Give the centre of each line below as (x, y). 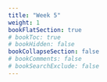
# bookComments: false (45, 59)
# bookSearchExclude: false (54, 66)
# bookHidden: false (42, 45)
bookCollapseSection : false (54, 52)
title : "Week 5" (34, 15)
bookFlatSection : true (45, 30)
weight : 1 (24, 23)
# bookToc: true (34, 37)
